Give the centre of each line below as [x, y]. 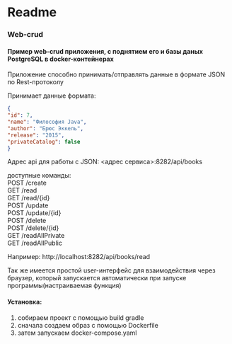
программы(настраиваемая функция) [64, 286]
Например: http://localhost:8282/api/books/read [79, 257]
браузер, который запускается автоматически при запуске [97, 278]
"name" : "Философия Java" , [47, 122]
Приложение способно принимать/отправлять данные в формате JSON [116, 74]
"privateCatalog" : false [44, 142]
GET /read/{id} [29, 198]
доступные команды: [39, 176]
